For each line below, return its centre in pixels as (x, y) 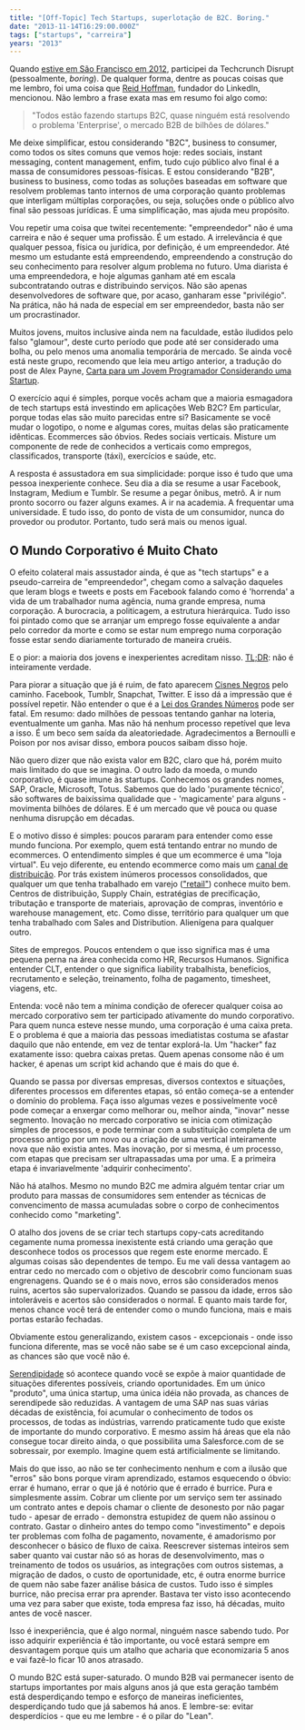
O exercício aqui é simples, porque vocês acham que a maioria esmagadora (151, 398)
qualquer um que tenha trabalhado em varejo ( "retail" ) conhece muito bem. (150, 884)
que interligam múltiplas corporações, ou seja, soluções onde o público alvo (152, 201)
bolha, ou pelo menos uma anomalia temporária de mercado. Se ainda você (151, 351)
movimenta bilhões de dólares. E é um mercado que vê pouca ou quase (143, 808)
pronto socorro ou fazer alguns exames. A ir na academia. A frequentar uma (152, 503)
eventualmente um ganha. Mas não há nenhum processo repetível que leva (150, 724)
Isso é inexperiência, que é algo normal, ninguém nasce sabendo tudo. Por (149, 1631)
